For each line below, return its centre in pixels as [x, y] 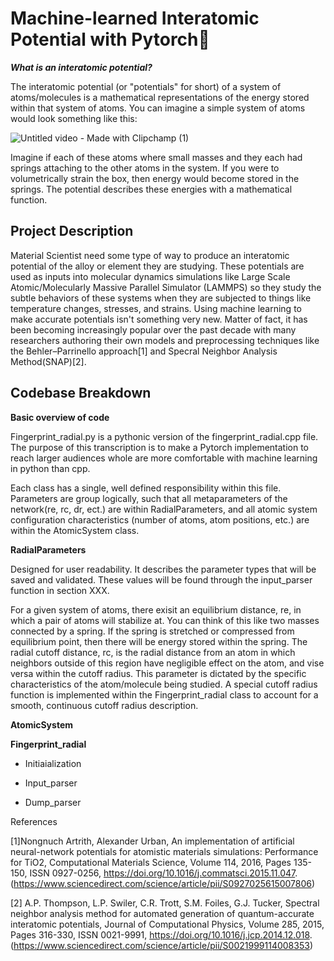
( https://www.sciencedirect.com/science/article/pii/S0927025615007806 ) [163, 883]
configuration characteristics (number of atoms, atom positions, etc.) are [160, 519]
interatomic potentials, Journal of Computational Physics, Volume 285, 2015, [167, 924]
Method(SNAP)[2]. [48, 361]
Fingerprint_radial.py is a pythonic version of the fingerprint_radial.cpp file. [164, 436]
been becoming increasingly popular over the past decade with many [153, 329]
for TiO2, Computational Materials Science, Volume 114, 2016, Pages [151, 862]
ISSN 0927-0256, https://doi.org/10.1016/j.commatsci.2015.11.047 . [163, 873]
